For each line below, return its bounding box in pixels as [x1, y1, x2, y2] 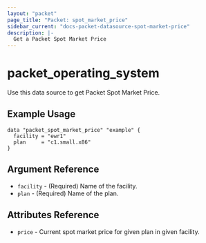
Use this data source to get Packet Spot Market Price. [7, 88, 160, 97]
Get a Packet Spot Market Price [13, 36, 107, 43]
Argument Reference [7, 164, 100, 175]
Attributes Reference [7, 209, 100, 221]
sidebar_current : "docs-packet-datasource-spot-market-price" [7, 23, 190, 30]
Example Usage [7, 108, 76, 120]
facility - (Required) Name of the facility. [17, 182, 138, 190]
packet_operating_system [7, 66, 160, 81]
